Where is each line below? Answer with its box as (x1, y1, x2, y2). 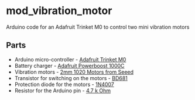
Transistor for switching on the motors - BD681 (14, 74, 128, 81)
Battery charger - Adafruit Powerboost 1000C (14, 62, 125, 69)
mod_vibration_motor (6, 4, 112, 18)
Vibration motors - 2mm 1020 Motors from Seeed (14, 68, 134, 75)
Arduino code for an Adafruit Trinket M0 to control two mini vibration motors (6, 23, 190, 30)
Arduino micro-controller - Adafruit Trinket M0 (14, 56, 126, 63)
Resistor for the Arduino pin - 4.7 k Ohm (14, 87, 111, 94)
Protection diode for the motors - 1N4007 (14, 81, 114, 88)
